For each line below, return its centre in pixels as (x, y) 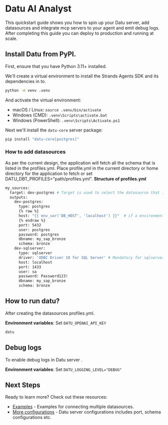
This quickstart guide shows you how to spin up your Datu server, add (77, 22)
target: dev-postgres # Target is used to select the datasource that (85, 192)
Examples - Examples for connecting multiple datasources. (73, 407)
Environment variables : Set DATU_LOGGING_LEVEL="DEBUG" (63, 369)
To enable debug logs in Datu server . (44, 359)
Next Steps (23, 385)
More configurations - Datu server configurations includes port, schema (86, 412)
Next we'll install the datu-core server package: (54, 130)
